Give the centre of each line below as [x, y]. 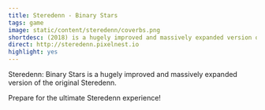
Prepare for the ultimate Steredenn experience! [85, 98]
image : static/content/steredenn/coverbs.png [84, 30]
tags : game [26, 23]
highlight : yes [33, 52]
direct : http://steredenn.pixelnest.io [74, 45]
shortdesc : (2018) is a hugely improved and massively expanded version [130, 37]
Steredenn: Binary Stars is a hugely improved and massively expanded [123, 74]
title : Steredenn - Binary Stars [63, 15]
